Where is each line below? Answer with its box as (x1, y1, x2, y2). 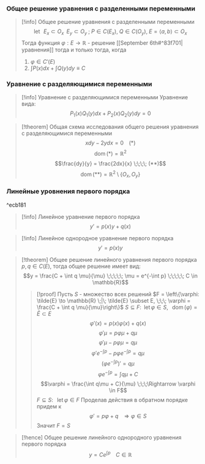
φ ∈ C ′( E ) (30, 58, 56, 66)
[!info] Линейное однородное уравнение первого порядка (21, 234, 174, 242)
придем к (36, 403, 62, 410)
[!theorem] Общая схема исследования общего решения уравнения (21, 123, 199, 131)
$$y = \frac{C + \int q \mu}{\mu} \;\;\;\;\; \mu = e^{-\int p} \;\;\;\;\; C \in (23, 272, 198, 280)
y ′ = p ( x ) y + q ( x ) (89, 222, 132, 230)
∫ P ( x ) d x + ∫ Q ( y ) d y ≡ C (30, 64, 86, 72)
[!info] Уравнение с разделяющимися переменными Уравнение (21, 94, 188, 101)
